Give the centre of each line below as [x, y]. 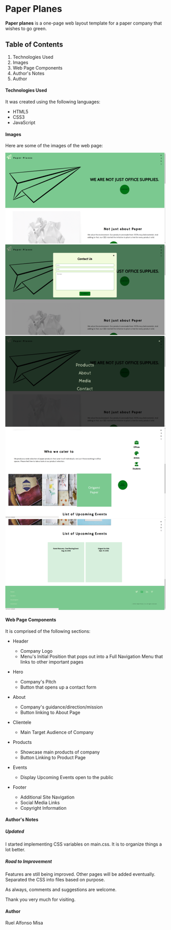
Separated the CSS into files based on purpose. [55, 880]
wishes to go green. [26, 28]
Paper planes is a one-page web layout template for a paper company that [83, 23]
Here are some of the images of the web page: [54, 146]
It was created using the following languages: [53, 102]
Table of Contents [34, 45]
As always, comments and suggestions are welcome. [61, 890]
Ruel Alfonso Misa [24, 923]
